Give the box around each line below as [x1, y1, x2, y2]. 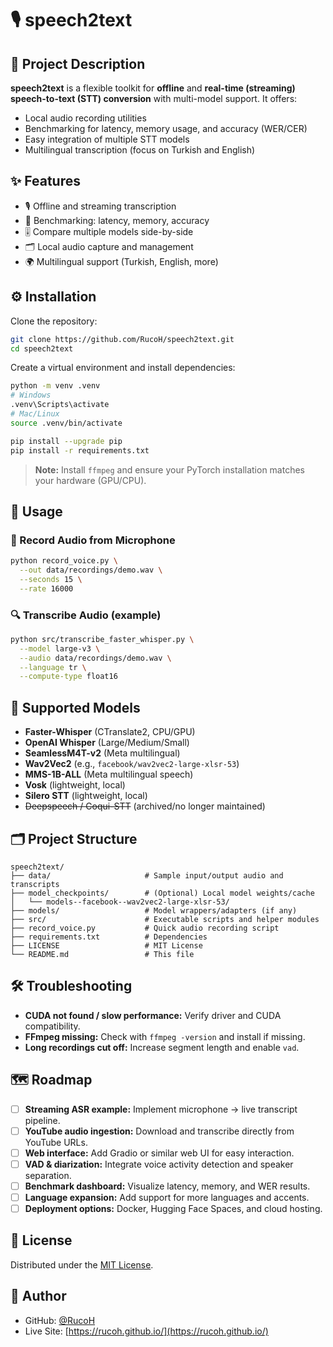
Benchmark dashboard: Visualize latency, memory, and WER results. [24, 1180, 311, 1192]
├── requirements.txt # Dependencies [10, 932, 208, 942]
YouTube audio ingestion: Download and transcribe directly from [24, 1125, 295, 1137]
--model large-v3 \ [19, 643, 101, 654]
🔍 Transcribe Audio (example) [10, 608, 162, 622]
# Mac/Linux [10, 409, 60, 419]
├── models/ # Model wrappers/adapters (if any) [10, 905, 298, 916]
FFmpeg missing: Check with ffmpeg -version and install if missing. [24, 1030, 306, 1042]
